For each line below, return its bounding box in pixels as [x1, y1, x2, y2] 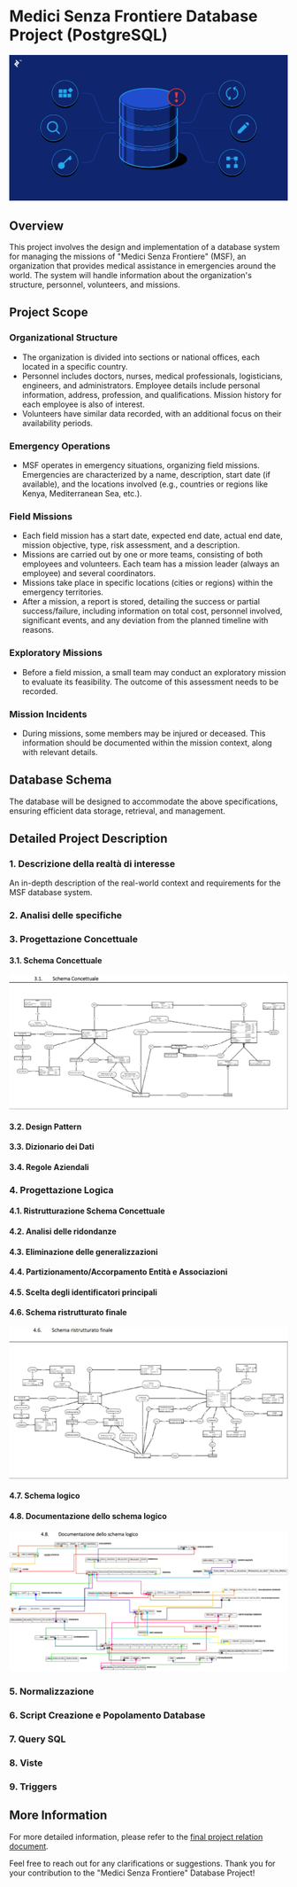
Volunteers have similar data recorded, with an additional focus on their [21, 408, 282, 418]
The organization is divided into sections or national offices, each [21, 352, 261, 363]
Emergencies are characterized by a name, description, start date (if [21, 470, 271, 480]
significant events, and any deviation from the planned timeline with [21, 615, 269, 626]
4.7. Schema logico [9, 1491, 80, 1501]
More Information [9, 1808, 108, 1823]
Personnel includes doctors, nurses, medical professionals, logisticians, [21, 370, 283, 381]
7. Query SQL [9, 1733, 66, 1745]
